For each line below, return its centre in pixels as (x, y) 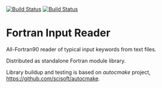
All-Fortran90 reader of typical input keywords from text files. (81, 49)
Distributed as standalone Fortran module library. (66, 61)
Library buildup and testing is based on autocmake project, (78, 72)
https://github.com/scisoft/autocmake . (53, 78)
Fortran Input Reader (58, 33)
